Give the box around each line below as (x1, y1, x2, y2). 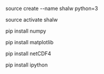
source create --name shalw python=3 (5, 5, 98, 12)
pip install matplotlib (5, 39, 53, 45)
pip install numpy (5, 27, 46, 34)
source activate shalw (5, 16, 58, 23)
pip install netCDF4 (5, 50, 52, 57)
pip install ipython (5, 61, 48, 68)
